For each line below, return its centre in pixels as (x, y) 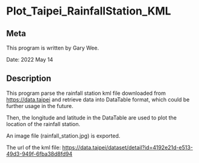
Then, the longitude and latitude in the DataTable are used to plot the (91, 117)
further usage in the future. (40, 106)
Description (29, 79)
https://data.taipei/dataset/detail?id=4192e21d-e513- (128, 147)
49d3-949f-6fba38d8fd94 (39, 154)
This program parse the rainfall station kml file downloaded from (86, 93)
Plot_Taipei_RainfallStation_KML (89, 11)
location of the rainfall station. (43, 124)
